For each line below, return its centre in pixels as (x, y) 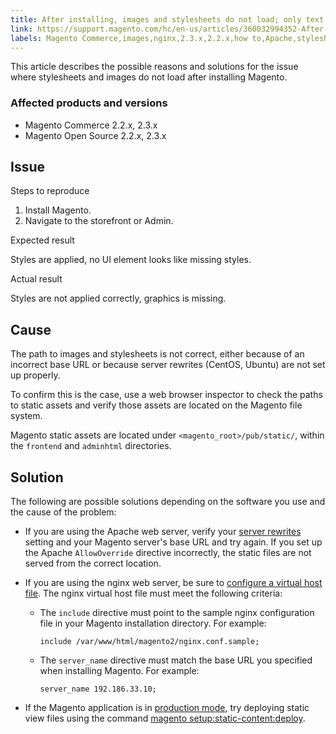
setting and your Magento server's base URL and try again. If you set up (173, 542)
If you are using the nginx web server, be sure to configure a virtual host (173, 583)
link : (21, 29)
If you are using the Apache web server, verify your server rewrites (163, 532)
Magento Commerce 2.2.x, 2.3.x (91, 125)
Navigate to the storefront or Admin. (99, 221)
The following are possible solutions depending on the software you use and (168, 502)
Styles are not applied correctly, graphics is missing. (118, 298)
